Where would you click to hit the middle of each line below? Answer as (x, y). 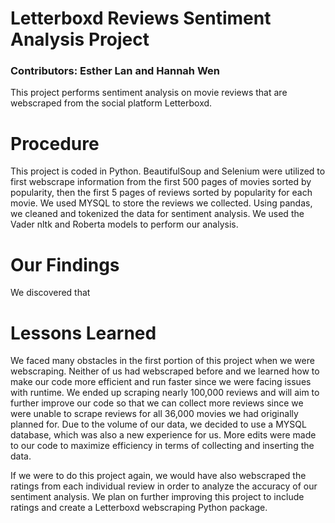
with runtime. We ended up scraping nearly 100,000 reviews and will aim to (165, 393)
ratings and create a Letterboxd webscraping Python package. (139, 508)
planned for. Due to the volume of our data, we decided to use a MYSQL (158, 424)
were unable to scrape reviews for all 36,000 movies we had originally (154, 414)
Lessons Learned (83, 333)
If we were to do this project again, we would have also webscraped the (158, 476)
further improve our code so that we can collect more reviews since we (157, 403)
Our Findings (65, 264)
